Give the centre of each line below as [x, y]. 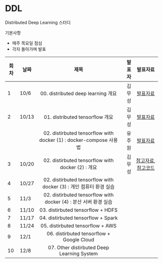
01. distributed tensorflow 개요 [78, 117]
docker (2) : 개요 [79, 167]
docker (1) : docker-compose [73, 140]
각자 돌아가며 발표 [29, 49]
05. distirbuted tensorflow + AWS [79, 226]
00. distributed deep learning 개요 [79, 93]
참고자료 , [146, 160]
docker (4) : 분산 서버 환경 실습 [78, 201]
